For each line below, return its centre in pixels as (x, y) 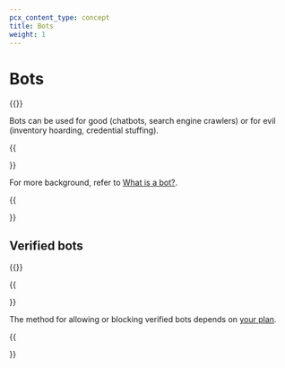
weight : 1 (28, 34)
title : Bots (31, 26)
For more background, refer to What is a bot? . (94, 183)
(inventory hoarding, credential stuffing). (84, 130)
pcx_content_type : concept (60, 18)
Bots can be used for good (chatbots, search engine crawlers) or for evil (142, 121)
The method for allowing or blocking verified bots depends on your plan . (143, 320)
